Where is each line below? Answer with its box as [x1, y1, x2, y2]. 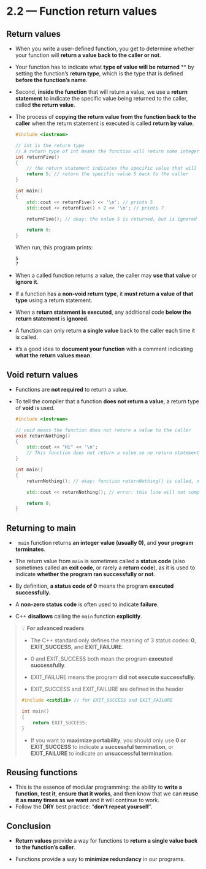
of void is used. [15, 404, 55, 411]
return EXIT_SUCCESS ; [32, 719, 88, 726]
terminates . [15, 545, 46, 553]
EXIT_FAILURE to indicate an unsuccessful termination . [30, 749, 174, 757]
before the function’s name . [15, 77, 88, 83]
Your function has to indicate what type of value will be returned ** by [15, 63, 194, 70]
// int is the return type [15, 142, 85, 148]
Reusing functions [6, 767, 78, 778]
